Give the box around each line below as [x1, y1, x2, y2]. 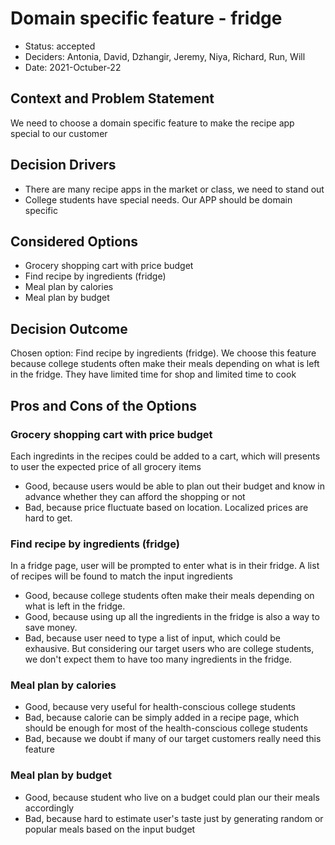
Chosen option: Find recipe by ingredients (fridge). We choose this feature [10, 347, 317, 359]
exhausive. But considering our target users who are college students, [24, 643, 315, 655]
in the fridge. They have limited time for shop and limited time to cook [10, 368, 297, 381]
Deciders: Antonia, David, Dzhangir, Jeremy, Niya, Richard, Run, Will [24, 50, 306, 62]
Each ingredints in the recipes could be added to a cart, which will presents [10, 450, 321, 462]
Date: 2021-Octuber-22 [24, 61, 122, 73]
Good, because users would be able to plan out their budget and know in [24, 480, 325, 492]
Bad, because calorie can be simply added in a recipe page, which [24, 712, 300, 724]
